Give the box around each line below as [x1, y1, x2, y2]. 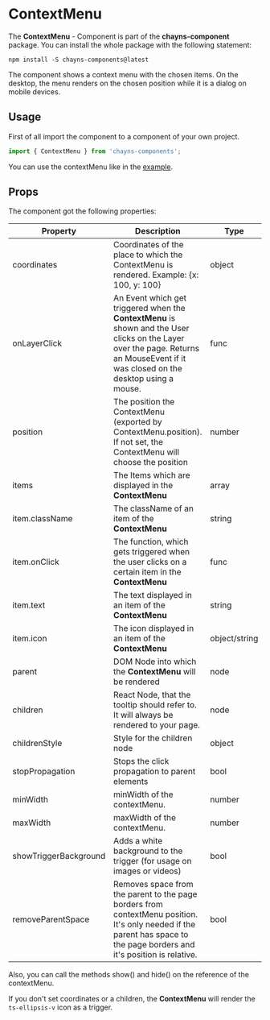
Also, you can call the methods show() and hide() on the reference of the [8, 970, 249, 980]
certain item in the [113, 566, 182, 578]
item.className [12, 513, 73, 525]
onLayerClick [12, 338, 63, 349]
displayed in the [113, 480, 174, 491]
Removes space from [113, 879, 194, 890]
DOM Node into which [113, 656, 197, 667]
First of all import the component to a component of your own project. [8, 131, 239, 141]
